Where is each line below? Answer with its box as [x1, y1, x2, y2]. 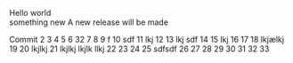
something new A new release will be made [9, 17, 169, 28]
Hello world [9, 8, 52, 18]
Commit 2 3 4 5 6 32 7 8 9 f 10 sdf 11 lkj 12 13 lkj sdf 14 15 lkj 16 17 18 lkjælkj [9, 35, 285, 44]
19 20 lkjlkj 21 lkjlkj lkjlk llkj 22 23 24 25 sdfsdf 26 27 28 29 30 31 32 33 [9, 43, 270, 54]
